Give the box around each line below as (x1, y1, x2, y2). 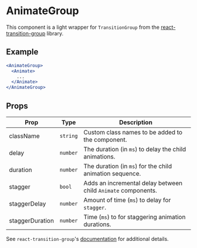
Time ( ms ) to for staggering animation (83, 213, 186, 221)
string (59, 133, 78, 139)
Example (6, 47, 39, 57)
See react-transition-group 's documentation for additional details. (6, 235, 169, 242)
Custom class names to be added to (83, 128, 183, 136)
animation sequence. (83, 169, 141, 177)
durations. (83, 220, 111, 228)
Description (119, 118, 152, 126)
